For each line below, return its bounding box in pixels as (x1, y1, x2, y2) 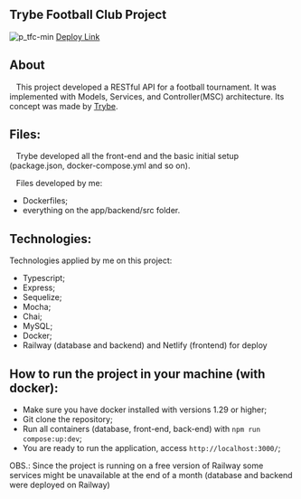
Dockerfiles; (22, 195, 69, 206)
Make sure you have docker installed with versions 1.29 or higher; (22, 404, 268, 415)
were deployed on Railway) (9, 479, 110, 491)
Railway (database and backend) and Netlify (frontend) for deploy (22, 340, 268, 351)
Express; (22, 282, 56, 293)
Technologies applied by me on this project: (9, 255, 173, 266)
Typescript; (22, 273, 66, 284)
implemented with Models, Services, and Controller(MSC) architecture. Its (9, 90, 285, 102)
